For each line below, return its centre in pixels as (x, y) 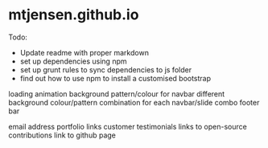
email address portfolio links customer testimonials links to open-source (128, 126)
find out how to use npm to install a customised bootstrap (115, 78)
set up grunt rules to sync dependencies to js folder (105, 69)
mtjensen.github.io (74, 15)
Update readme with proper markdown (84, 52)
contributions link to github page (62, 135)
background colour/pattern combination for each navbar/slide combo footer (134, 102)
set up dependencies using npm (73, 61)
